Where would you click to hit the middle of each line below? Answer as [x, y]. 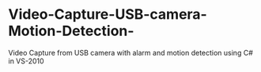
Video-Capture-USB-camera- [108, 14]
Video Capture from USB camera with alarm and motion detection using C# [130, 52]
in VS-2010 [26, 61]
